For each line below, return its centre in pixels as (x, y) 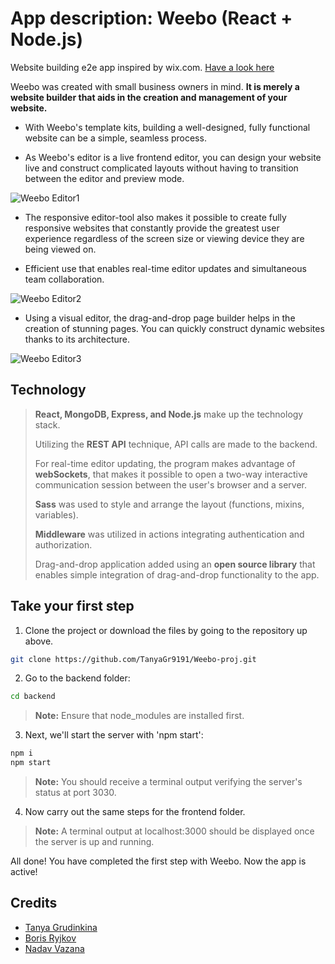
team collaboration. (64, 279)
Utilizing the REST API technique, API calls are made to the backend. (176, 444)
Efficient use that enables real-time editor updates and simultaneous (165, 268)
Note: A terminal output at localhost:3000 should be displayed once (174, 831)
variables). (56, 514)
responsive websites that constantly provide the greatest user (152, 228)
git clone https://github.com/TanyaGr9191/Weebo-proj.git (133, 659)
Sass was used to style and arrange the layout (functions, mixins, (169, 504)
